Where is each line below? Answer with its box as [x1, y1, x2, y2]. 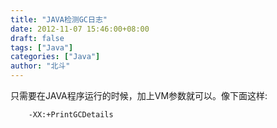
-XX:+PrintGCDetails [28, 110, 114, 120]
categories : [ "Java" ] [10, 52, 101, 62]
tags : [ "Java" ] [10, 42, 74, 53]
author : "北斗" [10, 61, 71, 71]
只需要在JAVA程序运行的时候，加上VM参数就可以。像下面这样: [10, 90, 268, 101]
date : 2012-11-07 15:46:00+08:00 [10, 24, 150, 34]
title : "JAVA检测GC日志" [10, 14, 108, 25]
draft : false [10, 33, 65, 43]
